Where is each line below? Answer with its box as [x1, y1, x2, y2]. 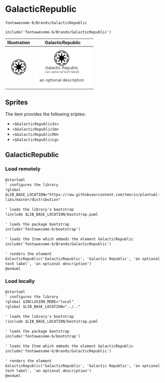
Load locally [5, 277, 35, 284]
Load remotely [5, 165, 41, 172]
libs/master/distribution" [5, 197, 61, 202]
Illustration [7, 39, 31, 45]
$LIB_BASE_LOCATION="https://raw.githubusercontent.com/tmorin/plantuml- [5, 192, 161, 197]
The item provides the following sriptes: [5, 111, 86, 117]
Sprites [5, 98, 28, 107]
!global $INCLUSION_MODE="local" [5, 299, 74, 304]
